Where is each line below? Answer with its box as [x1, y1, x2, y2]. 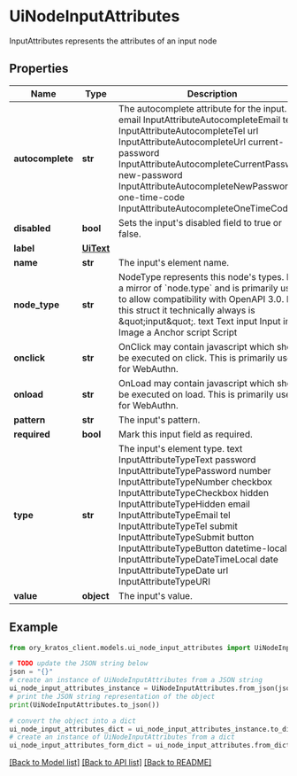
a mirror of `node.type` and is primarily [118, 282, 278, 294]
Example [9, 620, 58, 635]
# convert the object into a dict [9, 716, 137, 726]
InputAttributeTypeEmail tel [118, 508, 232, 521]
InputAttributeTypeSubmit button [118, 531, 255, 543]
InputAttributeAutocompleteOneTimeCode [118, 202, 293, 214]
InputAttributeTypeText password [118, 454, 256, 466]
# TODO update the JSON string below [9, 659, 148, 668]
